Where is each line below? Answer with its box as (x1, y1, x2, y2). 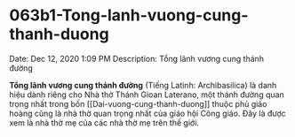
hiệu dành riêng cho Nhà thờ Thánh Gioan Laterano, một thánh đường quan (9, 89, 284, 100)
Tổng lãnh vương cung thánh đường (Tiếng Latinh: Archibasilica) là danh (9, 80, 277, 90)
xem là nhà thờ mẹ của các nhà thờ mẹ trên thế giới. (9, 117, 200, 128)
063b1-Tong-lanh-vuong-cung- (9, 5, 249, 26)
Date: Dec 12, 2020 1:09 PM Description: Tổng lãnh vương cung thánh (9, 53, 265, 64)
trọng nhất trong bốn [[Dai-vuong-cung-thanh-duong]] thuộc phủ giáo (9, 98, 267, 109)
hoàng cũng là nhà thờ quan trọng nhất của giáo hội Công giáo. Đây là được (9, 108, 286, 118)
